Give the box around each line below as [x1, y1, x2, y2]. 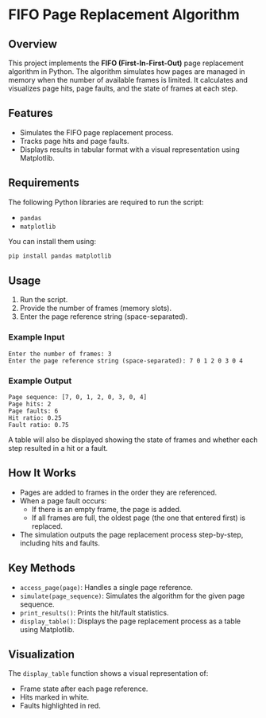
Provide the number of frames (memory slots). [19, 304, 172, 313]
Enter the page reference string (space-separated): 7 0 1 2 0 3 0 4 [8, 356, 244, 365]
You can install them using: [8, 236, 97, 246]
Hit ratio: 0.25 [8, 413, 62, 422]
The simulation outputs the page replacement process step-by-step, [19, 530, 244, 539]
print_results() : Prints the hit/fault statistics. [19, 607, 169, 617]
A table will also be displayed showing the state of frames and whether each [8, 435, 258, 444]
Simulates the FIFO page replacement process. [19, 127, 174, 137]
